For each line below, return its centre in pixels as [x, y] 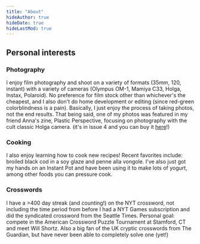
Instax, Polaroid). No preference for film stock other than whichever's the [96, 95]
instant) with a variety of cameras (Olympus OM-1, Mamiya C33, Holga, [94, 89]
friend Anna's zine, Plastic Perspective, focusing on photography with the [97, 121]
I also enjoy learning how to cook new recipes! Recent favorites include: [95, 155]
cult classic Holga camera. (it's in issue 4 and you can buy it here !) [88, 126]
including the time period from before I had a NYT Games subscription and [98, 209]
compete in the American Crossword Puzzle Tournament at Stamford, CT [96, 222]
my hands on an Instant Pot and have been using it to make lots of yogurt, [97, 168]
